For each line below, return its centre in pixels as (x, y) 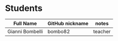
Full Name (25, 23)
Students (24, 8)
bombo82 (59, 31)
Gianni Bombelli (25, 31)
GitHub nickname (68, 23)
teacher (102, 31)
